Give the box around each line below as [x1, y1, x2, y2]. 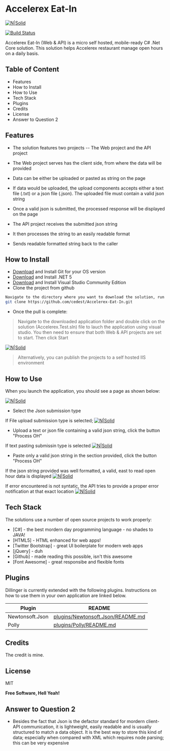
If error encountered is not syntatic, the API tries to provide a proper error [5, 483, 159, 489]
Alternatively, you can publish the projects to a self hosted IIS [17, 354, 146, 361]
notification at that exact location [5, 488, 74, 494]
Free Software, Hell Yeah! [5, 690, 60, 696]
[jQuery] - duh [12, 548, 43, 554]
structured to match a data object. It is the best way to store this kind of [12, 729, 162, 735]
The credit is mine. [5, 652, 44, 658]
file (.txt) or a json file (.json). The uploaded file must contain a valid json [12, 190, 164, 196]
